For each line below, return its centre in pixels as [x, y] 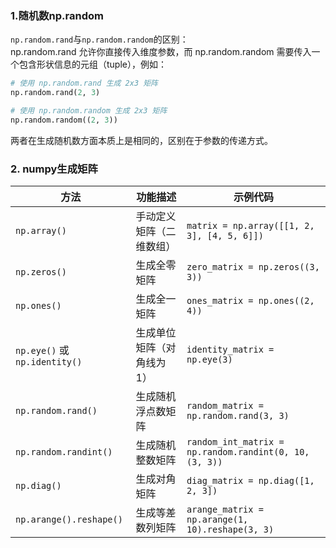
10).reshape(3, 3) [230, 530]
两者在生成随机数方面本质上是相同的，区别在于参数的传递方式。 [141, 140]
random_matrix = [225, 406]
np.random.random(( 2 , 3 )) [64, 120]
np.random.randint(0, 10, [248, 452]
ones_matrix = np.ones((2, [250, 301]
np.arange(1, [217, 520]
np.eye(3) [209, 360]
